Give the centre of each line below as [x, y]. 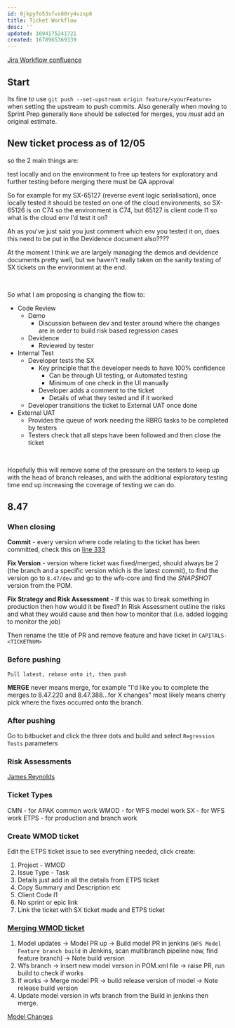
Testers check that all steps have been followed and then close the [124, 435]
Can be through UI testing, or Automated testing [118, 375]
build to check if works [51, 973]
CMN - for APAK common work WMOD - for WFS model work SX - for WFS [116, 810]
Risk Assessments [40, 762]
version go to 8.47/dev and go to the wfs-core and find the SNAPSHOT [110, 578]
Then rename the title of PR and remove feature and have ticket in [102, 635]
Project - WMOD [41, 865]
